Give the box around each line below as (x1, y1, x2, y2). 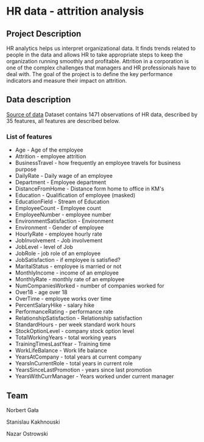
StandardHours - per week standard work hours (15, 321, 136, 328)
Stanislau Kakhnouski (6, 418, 60, 426)
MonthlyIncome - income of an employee (15, 269, 119, 276)
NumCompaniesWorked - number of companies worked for (15, 282, 164, 290)
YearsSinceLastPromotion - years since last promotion (15, 367, 152, 374)
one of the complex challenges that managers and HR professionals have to (6, 64, 197, 71)
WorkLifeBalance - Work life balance (15, 347, 108, 354)
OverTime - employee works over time (15, 295, 111, 303)
